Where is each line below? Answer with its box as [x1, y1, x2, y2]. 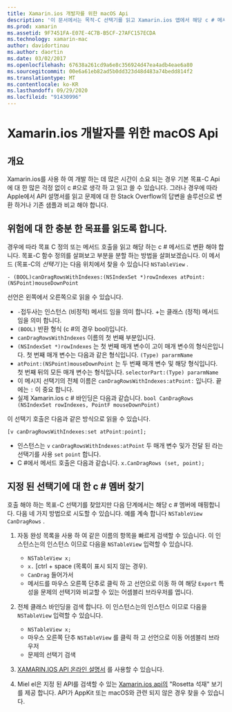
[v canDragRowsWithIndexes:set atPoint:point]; [7, 428, 147, 435]
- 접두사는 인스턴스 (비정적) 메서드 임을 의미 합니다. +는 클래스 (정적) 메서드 [17, 307, 220, 315]
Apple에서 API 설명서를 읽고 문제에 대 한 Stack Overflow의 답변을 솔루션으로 [7, 192, 215, 200]
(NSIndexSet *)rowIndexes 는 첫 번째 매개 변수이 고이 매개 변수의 [17, 341, 195, 350]
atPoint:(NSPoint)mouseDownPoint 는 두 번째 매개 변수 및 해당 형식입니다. [17, 359, 218, 367]
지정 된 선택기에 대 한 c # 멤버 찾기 [7, 481, 144, 493]
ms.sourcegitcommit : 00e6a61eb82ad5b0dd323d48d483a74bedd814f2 [7, 68, 193, 75]
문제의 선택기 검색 [27, 650, 76, 659]
